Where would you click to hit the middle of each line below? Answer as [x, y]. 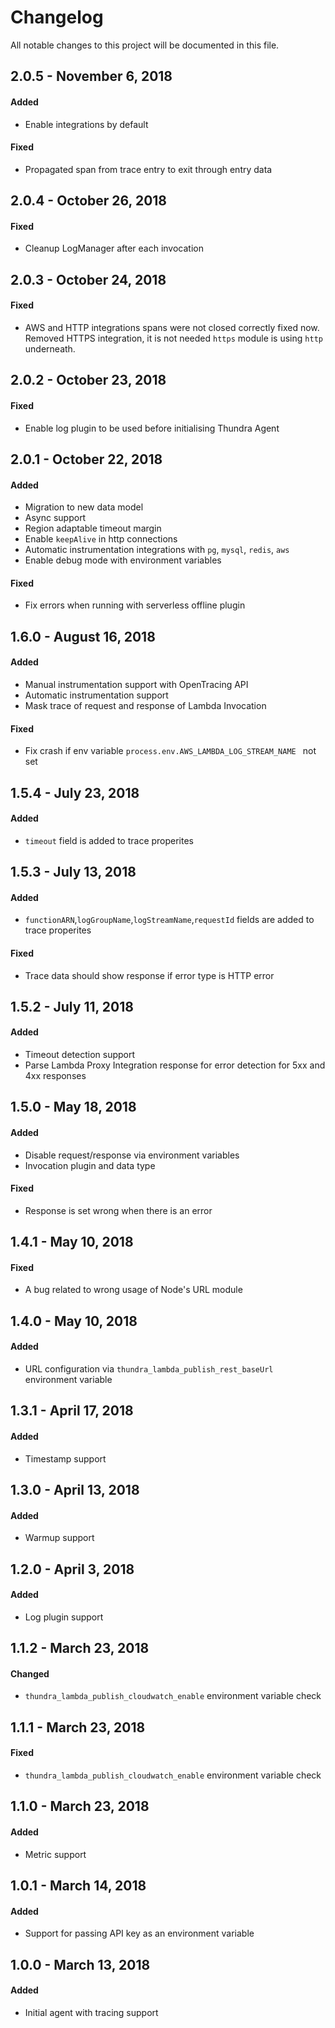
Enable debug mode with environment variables [123, 560]
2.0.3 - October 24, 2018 [88, 279]
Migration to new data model [84, 507]
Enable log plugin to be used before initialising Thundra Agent [152, 428]
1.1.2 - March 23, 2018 [80, 1648]
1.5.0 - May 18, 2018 [73, 1107]
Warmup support [59, 1538]
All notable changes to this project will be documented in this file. [145, 45]
